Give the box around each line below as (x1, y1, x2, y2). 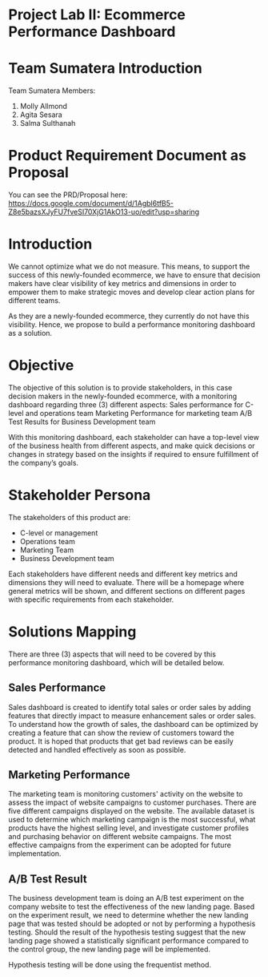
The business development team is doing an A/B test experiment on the (8, 894, 245, 903)
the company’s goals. (8, 458, 78, 467)
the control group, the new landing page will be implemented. (8, 944, 210, 955)
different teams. (8, 296, 61, 305)
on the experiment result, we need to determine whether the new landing (8, 910, 249, 920)
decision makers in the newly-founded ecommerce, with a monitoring (8, 391, 238, 401)
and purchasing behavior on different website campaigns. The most (8, 832, 232, 842)
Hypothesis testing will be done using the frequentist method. (8, 960, 212, 970)
